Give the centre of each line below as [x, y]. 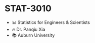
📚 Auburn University [33, 35]
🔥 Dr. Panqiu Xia [28, 29]
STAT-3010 [28, 9]
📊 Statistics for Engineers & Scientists [51, 22]
